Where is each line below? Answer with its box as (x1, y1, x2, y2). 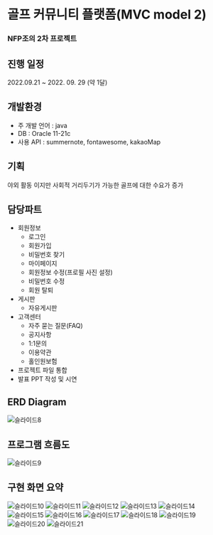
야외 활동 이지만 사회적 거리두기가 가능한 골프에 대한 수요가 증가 (7, 181, 184, 189)
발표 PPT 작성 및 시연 (17, 375, 77, 383)
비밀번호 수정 (28, 277, 65, 285)
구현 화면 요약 (7, 482, 64, 494)
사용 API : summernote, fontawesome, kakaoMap (17, 137, 161, 146)
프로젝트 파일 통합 (17, 366, 67, 374)
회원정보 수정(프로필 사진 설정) (28, 268, 114, 277)
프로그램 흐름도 (7, 438, 70, 450)
